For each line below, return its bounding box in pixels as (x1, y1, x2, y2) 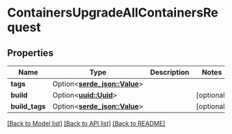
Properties (7, 47, 54, 59)
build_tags (10, 102, 46, 111)
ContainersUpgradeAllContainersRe (7, 5, 219, 21)
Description (150, 68, 190, 77)
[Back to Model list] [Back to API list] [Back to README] (7, 119, 166, 127)
